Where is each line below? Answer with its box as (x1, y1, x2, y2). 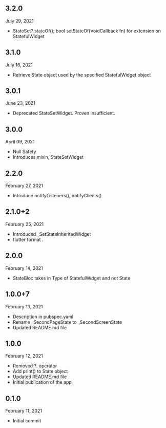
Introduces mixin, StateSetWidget (12, 154, 84, 160)
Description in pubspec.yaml (12, 313, 73, 320)
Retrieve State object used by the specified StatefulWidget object (12, 71, 151, 78)
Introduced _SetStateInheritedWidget (12, 231, 91, 237)
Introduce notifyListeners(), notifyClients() (12, 193, 102, 199)
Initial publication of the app (12, 379, 72, 385)
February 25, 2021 (5, 221, 44, 227)
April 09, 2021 (5, 139, 35, 145)
